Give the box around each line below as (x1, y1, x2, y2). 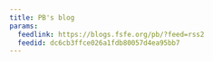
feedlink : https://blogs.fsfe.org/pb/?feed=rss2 (17, 30, 205, 39)
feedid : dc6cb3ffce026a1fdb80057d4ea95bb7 (17, 38, 180, 48)
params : (9, 22, 39, 30)
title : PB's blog (9, 13, 75, 22)
